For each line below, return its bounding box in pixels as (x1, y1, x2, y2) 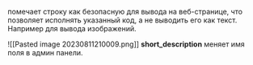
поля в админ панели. (7, 48, 83, 57)
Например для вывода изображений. (7, 24, 137, 33)
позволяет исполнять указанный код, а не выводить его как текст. (7, 15, 238, 25)
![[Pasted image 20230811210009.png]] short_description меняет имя (7, 39, 245, 49)
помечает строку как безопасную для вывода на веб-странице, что (7, 7, 243, 16)
